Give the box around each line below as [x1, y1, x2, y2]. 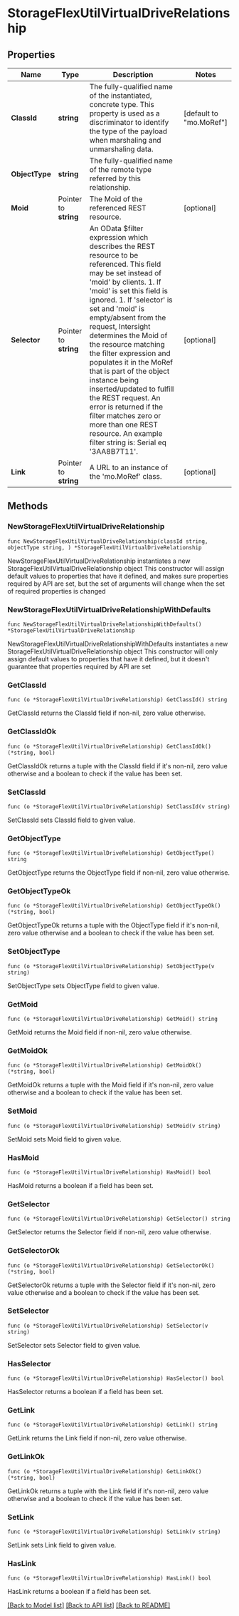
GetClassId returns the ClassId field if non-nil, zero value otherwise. [7, 708, 206, 718]
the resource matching [89, 340, 165, 349]
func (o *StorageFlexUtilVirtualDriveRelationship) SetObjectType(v [7, 962, 215, 970]
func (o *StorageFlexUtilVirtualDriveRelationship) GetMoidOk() [7, 1062, 202, 1069]
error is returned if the [89, 402, 164, 412]
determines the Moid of [89, 330, 168, 340]
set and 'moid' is [89, 304, 144, 313]
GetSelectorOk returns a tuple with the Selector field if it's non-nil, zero [7, 1281, 216, 1289]
